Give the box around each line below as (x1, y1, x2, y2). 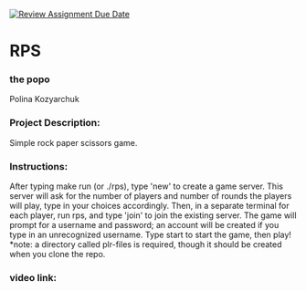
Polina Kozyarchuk (9, 94, 79, 105)
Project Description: (9, 117, 100, 130)
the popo (9, 73, 50, 86)
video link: (9, 272, 58, 284)
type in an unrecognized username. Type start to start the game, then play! (9, 229, 292, 241)
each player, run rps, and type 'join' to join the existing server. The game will (9, 210, 297, 221)
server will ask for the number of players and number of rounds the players (9, 191, 292, 202)
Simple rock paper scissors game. (9, 137, 138, 148)
